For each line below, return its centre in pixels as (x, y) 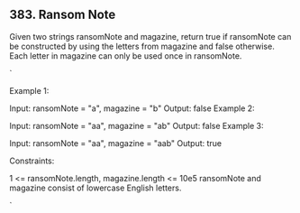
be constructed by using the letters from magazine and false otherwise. (142, 46)
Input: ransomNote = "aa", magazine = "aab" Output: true (116, 143)
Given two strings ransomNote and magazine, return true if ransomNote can (150, 36)
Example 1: (29, 90)
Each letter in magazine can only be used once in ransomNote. (126, 56)
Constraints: (32, 161)
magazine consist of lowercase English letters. (95, 188)
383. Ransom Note (63, 15)
